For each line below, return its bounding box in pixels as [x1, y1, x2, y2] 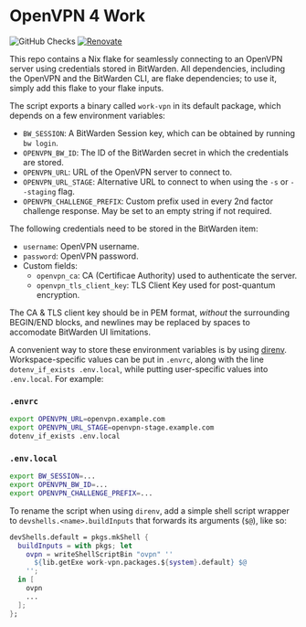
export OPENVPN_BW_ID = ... [9, 481, 108, 490]
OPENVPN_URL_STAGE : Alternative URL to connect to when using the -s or [22, 175, 289, 187]
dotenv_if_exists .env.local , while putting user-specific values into [9, 363, 269, 375]
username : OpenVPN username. [22, 240, 140, 251]
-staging [22, 187, 57, 197]
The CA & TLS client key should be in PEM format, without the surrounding [9, 307, 290, 318]
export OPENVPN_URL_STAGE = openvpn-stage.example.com [9, 423, 215, 432]
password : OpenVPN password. [22, 250, 139, 261]
